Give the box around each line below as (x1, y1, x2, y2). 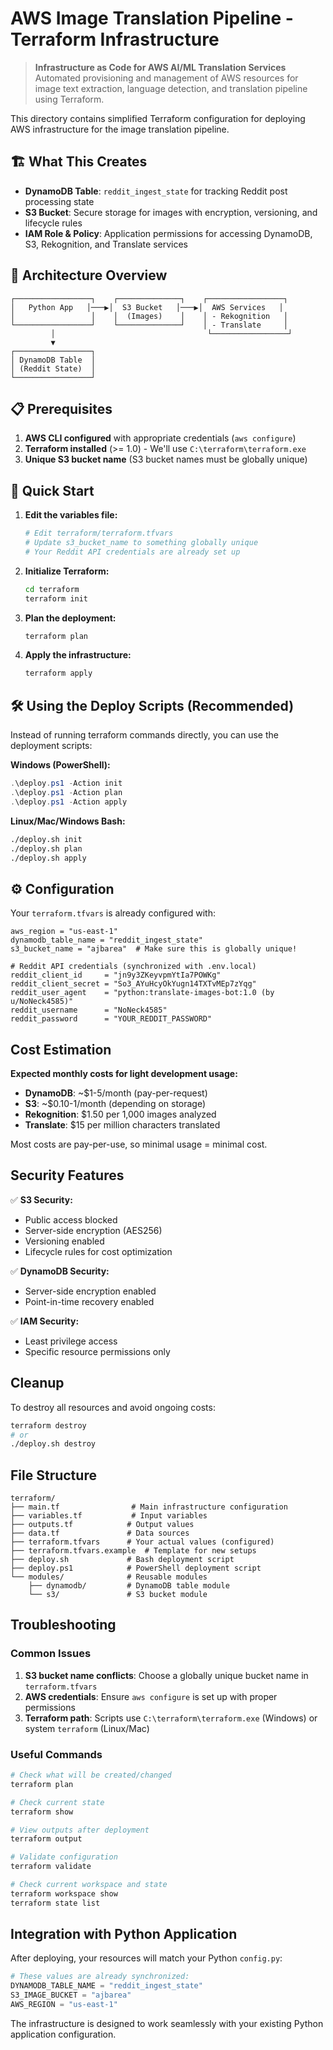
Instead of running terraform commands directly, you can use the (10, 729, 279, 741)
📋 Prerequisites (10, 400, 113, 417)
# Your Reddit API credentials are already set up (24, 547, 241, 557)
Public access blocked (24, 1213, 118, 1226)
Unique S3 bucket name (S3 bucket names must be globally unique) (24, 453, 308, 466)
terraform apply (24, 668, 93, 679)
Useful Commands (10, 1747, 103, 1761)
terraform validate (10, 1862, 92, 1872)
